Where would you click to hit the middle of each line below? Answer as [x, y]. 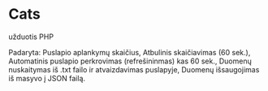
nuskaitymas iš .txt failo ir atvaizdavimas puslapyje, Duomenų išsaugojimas [134, 69]
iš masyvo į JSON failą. [47, 78]
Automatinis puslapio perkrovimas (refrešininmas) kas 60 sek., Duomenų [130, 61]
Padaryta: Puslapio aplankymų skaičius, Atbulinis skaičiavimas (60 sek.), [130, 52]
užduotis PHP [31, 37]
